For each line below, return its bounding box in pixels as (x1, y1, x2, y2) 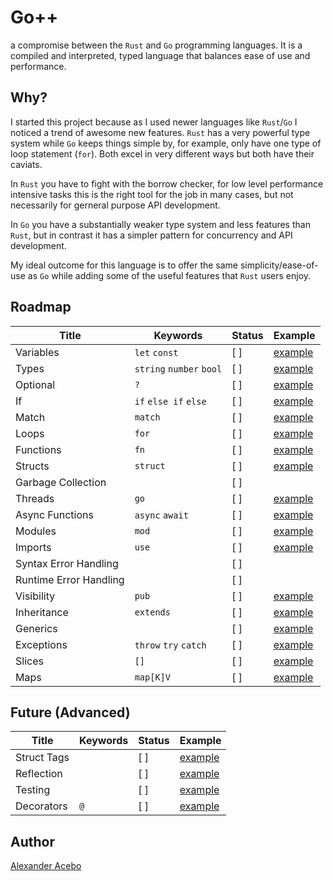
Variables (15, 345, 60, 359)
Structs (15, 459, 50, 473)
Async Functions (15, 507, 94, 521)
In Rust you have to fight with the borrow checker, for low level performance (10, 177, 324, 190)
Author (10, 833, 55, 850)
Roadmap (10, 299, 72, 316)
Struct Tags (15, 751, 70, 765)
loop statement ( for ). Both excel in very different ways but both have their (10, 147, 315, 160)
